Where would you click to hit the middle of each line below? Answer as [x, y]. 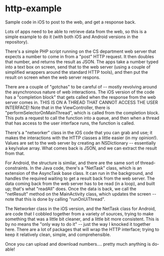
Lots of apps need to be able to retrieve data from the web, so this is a [76, 31]
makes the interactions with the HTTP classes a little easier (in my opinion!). [82, 138]
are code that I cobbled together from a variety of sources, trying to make [79, 213]
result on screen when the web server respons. [53, 77]
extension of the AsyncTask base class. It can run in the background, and [79, 173]
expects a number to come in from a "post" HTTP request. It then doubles [80, 56]
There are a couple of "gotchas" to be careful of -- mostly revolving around [81, 86]
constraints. [17, 168]
